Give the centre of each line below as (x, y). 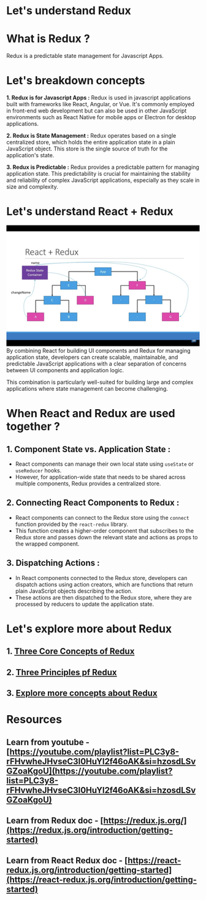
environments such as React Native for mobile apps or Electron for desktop (101, 117)
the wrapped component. (47, 544)
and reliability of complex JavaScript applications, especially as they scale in (103, 180)
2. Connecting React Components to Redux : (93, 503)
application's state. (30, 155)
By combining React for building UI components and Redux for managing (99, 350)
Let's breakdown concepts (76, 81)
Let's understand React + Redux (90, 212)
